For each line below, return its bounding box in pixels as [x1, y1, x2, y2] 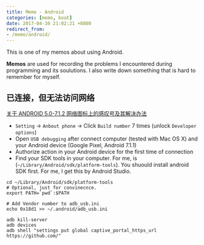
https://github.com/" [6, 233, 62, 239]
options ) [15, 128, 37, 136]
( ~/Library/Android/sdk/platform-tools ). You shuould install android [15, 161, 189, 168]
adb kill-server [6, 216, 48, 223]
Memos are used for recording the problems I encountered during [6, 60, 173, 68]
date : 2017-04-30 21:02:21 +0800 [6, 20, 92, 26]
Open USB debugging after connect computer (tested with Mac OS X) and [15, 135, 199, 142]
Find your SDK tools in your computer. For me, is [15, 154, 137, 162]
